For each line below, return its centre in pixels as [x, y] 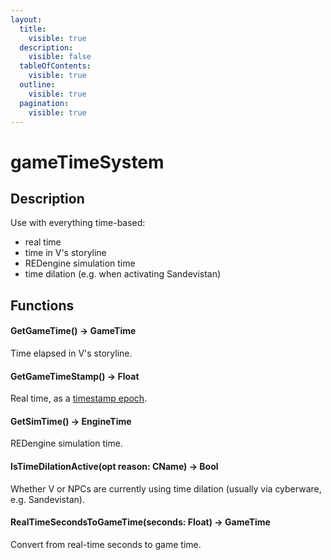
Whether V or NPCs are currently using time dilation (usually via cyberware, [166, 488]
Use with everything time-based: [78, 223]
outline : [37, 85]
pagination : [44, 103]
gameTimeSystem [87, 162]
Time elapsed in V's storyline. [71, 353]
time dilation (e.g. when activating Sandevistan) [123, 274]
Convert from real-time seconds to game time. [106, 544]
